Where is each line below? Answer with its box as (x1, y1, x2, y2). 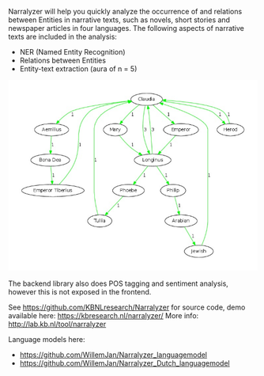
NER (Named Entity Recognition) (19, 47, 126, 56)
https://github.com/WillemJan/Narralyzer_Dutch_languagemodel (19, 359, 231, 368)
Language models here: (8, 335, 85, 344)
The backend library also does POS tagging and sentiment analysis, (8, 279, 229, 288)
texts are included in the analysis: (8, 32, 117, 41)
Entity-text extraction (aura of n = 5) (19, 64, 138, 74)
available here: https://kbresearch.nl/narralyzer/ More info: (8, 311, 199, 321)
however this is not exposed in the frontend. (8, 287, 152, 297)
